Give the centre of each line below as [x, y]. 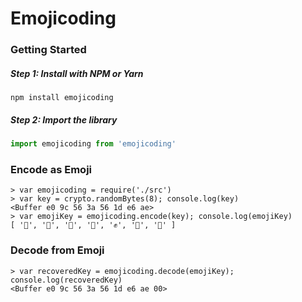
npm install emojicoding [62, 98]
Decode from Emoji [57, 250]
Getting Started [48, 50]
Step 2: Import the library [64, 119]
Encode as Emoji [51, 169]
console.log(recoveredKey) [66, 280]
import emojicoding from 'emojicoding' [93, 144]
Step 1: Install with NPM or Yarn [77, 73]
